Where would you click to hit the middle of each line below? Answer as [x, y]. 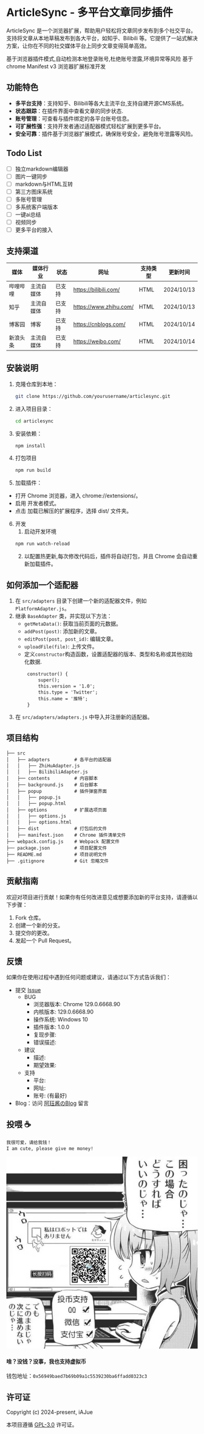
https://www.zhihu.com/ [104, 307]
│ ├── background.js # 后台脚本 [52, 785]
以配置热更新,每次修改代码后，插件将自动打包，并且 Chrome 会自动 [108, 556]
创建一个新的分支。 [39, 925]
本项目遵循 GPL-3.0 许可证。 [42, 1425]
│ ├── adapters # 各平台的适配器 [59, 759]
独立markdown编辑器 [42, 169]
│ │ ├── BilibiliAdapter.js [47, 772]
